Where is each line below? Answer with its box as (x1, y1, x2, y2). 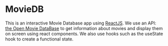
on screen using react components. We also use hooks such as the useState (5, 30, 163, 36)
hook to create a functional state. (5, 36, 74, 42)
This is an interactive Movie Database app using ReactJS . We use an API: (5, 20, 156, 26)
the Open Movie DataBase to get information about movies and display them (5, 25, 163, 31)
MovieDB (5, 3, 44, 15)
